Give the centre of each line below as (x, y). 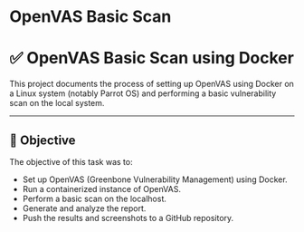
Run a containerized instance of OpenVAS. (101, 188)
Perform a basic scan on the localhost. (95, 198)
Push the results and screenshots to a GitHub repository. (128, 217)
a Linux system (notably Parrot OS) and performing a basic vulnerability (143, 93)
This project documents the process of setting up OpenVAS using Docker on (152, 84)
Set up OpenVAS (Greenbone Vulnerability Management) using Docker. (155, 179)
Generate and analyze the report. (84, 208)
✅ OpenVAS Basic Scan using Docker (152, 58)
